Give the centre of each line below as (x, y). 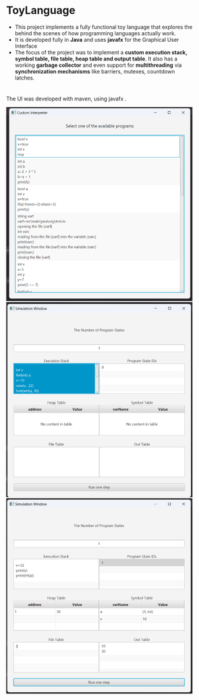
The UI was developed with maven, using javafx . (66, 99)
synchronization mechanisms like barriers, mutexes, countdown (95, 71)
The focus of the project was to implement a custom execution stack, (101, 52)
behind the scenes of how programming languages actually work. (95, 33)
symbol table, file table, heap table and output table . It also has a (96, 59)
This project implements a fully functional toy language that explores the (103, 27)
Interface (26, 46)
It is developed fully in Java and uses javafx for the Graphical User (97, 39)
